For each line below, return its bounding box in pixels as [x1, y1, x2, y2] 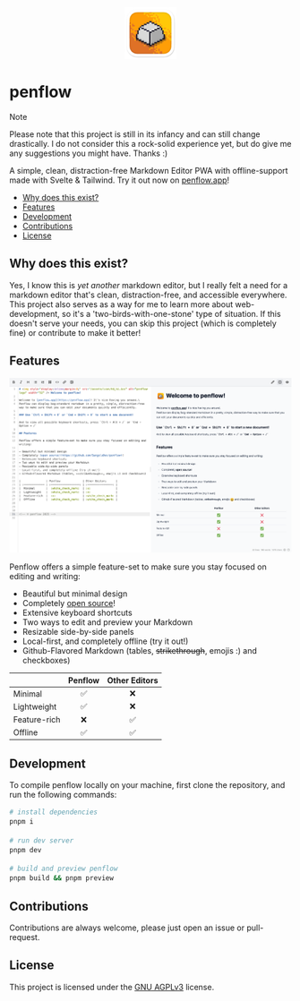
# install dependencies [9, 808, 99, 817]
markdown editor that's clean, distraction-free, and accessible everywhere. [9, 289, 287, 300]
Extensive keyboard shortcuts [21, 607, 133, 619]
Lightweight [13, 701, 57, 712]
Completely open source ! [21, 598, 116, 609]
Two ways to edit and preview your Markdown [21, 617, 193, 628]
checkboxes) [21, 655, 71, 666]
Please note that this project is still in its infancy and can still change [9, 128, 261, 140]
